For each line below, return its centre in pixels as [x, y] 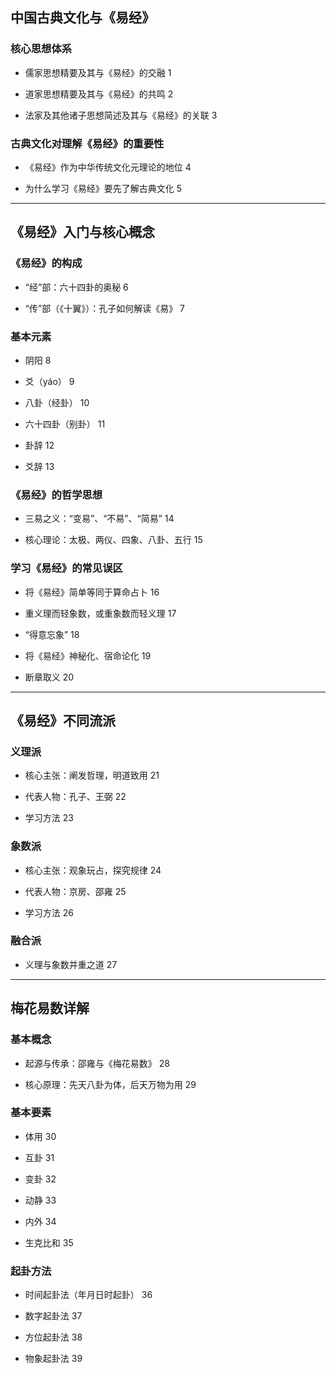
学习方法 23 [49, 818]
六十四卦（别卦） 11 [65, 424]
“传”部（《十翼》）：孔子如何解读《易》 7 [104, 308]
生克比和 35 [49, 1242]
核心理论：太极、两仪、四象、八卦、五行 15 [113, 540]
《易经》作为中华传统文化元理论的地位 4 [108, 167]
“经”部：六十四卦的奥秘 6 [76, 287]
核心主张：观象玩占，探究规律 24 [93, 870]
